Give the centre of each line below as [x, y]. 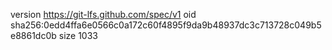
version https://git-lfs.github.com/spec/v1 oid [103, 14]
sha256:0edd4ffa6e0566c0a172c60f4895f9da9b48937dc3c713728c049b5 [166, 25]
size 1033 [78, 35]
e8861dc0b [33, 35]
